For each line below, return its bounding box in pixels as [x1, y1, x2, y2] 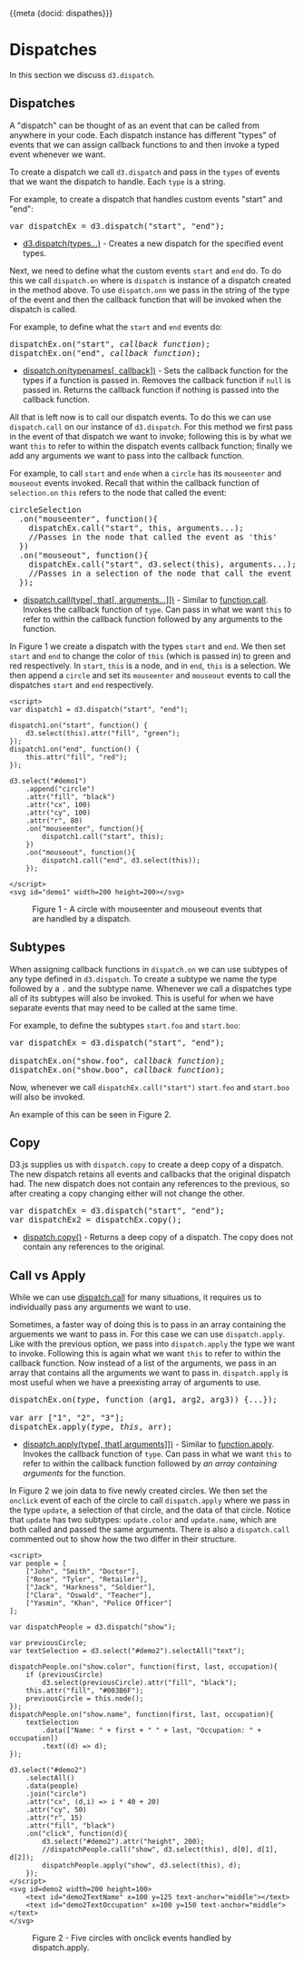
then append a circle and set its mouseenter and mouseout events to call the [9, 669, 291, 680]
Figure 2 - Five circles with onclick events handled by [32, 1933, 231, 1944]
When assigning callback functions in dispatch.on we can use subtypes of [9, 963, 289, 974]
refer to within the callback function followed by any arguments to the [22, 613, 283, 625]
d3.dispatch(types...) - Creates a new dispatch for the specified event [22, 238, 284, 249]
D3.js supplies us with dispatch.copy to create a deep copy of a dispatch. [9, 1159, 284, 1170]
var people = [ [9, 1559, 67, 1569]
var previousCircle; [9, 1639, 88, 1648]
